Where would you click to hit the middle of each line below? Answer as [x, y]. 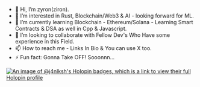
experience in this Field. [45, 41]
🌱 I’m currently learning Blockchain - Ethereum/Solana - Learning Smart [104, 22]
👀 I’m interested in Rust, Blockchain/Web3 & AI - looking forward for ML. [104, 16]
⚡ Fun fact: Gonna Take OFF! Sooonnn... [65, 57]
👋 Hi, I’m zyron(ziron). [42, 9]
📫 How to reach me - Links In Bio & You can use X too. [83, 48]
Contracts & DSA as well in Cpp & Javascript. [71, 28]
